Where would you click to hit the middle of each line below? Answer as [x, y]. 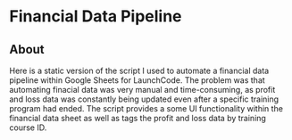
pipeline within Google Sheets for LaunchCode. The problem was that [137, 80]
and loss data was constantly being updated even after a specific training [144, 99]
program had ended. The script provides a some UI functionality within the [146, 108]
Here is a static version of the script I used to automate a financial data [139, 70]
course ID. [28, 128]
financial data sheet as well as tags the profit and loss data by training [138, 118]
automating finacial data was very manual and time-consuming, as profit [142, 90]
